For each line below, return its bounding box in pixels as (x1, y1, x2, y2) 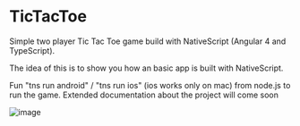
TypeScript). (9, 45, 56, 55)
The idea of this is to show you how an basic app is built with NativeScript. (9, 63, 284, 73)
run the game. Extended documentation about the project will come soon (9, 89, 279, 100)
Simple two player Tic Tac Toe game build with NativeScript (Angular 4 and (9, 36, 287, 46)
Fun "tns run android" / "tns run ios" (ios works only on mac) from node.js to (9, 80, 291, 90)
